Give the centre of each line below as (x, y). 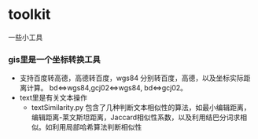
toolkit (29, 15)
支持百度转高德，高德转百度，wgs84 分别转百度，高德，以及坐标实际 (131, 78)
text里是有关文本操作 (53, 98)
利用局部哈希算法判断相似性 (97, 127)
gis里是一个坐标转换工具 (54, 59)
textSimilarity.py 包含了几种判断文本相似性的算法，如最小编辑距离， (141, 108)
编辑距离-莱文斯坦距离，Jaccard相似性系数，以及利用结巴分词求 (136, 117)
